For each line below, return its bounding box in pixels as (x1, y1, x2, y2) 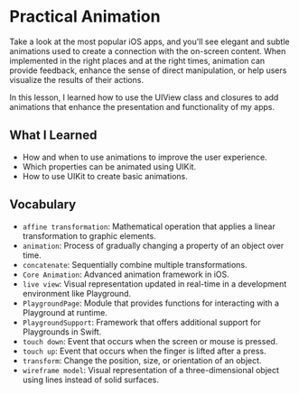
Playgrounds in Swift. (22, 326, 102, 337)
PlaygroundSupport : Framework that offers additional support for (22, 316, 262, 327)
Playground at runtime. (22, 307, 108, 317)
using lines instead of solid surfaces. (22, 374, 160, 385)
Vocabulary (9, 197, 77, 213)
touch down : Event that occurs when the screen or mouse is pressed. (22, 335, 278, 346)
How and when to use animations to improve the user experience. (22, 151, 268, 162)
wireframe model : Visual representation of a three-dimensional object (22, 364, 280, 375)
